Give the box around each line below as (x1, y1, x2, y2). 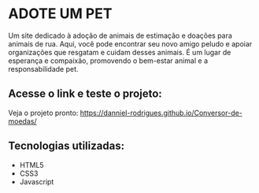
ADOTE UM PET (8, 5, 113, 23)
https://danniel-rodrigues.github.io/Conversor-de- (80, 108, 242, 117)
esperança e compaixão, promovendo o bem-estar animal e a (8, 56, 209, 65)
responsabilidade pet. (8, 64, 79, 73)
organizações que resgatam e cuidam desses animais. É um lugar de (8, 47, 231, 57)
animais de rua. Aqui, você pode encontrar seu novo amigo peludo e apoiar (8, 39, 253, 48)
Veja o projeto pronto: (8, 108, 79, 117)
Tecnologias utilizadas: (8, 139, 124, 153)
